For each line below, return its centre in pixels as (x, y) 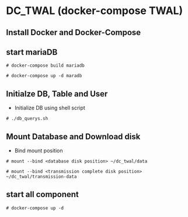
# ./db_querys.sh (27, 119)
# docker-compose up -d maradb (44, 76)
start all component (42, 194)
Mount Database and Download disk (73, 137)
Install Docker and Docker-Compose (74, 32)
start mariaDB (32, 52)
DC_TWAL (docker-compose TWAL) (95, 11)
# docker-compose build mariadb (45, 66)
